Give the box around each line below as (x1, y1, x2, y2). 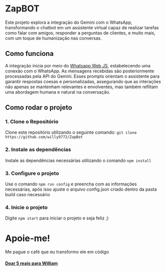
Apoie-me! (5, 232, 51, 244)
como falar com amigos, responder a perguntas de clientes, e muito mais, (5, 30, 156, 36)
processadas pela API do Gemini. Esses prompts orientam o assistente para (5, 73, 160, 79)
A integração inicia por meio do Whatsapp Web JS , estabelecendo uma (5, 62, 151, 68)
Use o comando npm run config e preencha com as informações (5, 181, 137, 187)
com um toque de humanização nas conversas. (5, 35, 102, 41)
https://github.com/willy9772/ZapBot (5, 135, 83, 140)
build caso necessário (5, 192, 51, 198)
